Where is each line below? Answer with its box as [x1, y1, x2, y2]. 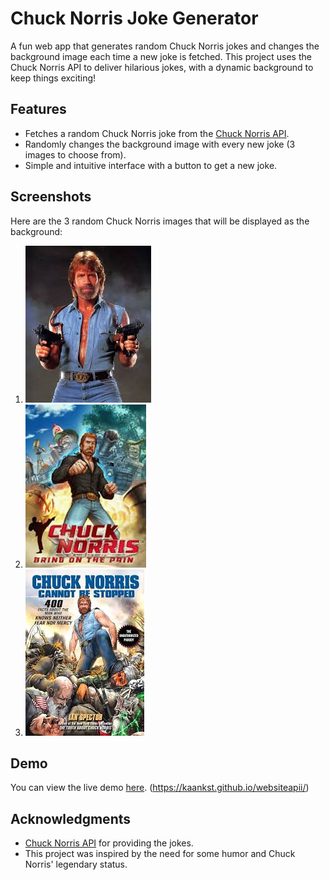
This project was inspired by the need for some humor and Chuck [24, 848, 296, 860]
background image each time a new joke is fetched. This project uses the [10, 50, 312, 62]
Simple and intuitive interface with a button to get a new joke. [24, 159, 278, 171]
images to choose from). [24, 148, 127, 161]
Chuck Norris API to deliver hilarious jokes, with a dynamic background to [10, 61, 314, 73]
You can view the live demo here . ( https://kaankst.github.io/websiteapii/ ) [10, 782, 310, 794]
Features [10, 101, 67, 118]
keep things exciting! [10, 72, 97, 84]
